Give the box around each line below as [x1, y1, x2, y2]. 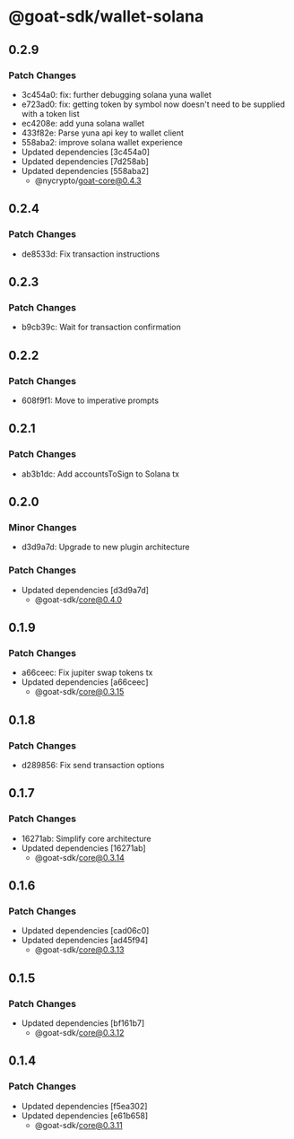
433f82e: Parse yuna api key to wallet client [21, 127, 185, 138]
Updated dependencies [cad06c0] [21, 925, 150, 936]
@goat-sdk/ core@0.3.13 [34, 944, 125, 955]
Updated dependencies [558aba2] [21, 165, 150, 176]
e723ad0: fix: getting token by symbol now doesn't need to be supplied [21, 99, 286, 110]
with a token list [21, 108, 80, 118]
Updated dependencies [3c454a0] [21, 146, 150, 157]
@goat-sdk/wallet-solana [8, 6, 204, 27]
